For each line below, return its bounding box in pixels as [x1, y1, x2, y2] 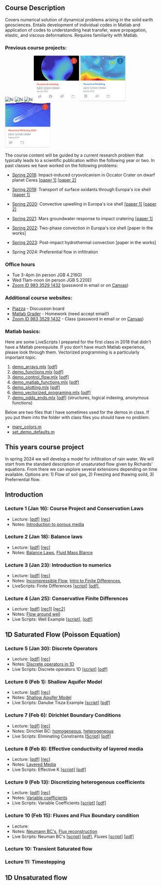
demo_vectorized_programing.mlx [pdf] [12, 390, 91, 395]
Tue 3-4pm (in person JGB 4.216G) [12, 272, 82, 278]
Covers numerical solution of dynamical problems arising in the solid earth [5, 16, 153, 22]
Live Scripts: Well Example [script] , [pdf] [12, 616, 93, 622]
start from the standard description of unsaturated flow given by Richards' [5, 461, 153, 467]
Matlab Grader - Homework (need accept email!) [12, 310, 109, 317]
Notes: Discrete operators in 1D [12, 661, 74, 667]
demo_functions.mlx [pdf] [12, 369, 64, 375]
